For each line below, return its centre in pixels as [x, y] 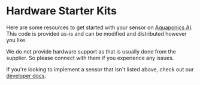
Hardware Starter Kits [61, 11]
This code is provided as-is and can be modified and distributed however [96, 33]
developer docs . [26, 75]
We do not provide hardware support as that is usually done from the [91, 51]
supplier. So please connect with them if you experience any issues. [90, 58]
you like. [16, 40]
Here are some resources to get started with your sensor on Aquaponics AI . [99, 27]
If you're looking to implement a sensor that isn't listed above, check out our [100, 69]
